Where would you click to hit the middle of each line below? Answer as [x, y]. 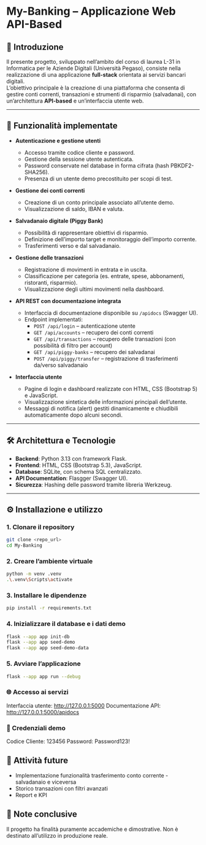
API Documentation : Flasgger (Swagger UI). [71, 478]
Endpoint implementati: [53, 319]
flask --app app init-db [38, 636]
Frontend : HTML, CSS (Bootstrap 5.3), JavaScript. [79, 465]
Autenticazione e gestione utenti [58, 141]
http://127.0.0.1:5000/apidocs [43, 712]
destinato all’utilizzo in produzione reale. [57, 835]
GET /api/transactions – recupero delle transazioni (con [105, 339]
